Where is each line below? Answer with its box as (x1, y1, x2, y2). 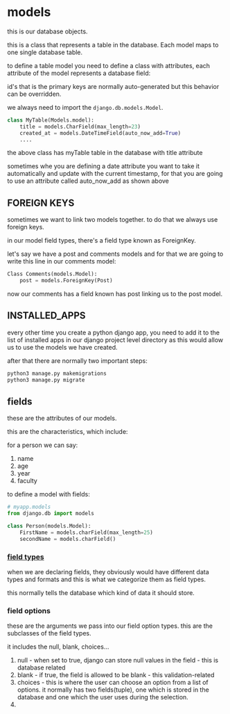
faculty (17, 477, 38, 485)
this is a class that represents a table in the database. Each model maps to (7, 40, 219, 49)
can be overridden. (7, 90, 62, 98)
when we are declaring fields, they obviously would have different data (7, 568, 209, 576)
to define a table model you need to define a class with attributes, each (7, 61, 210, 70)
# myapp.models (7, 503, 51, 511)
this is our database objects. (7, 27, 88, 35)
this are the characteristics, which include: (7, 428, 128, 436)
